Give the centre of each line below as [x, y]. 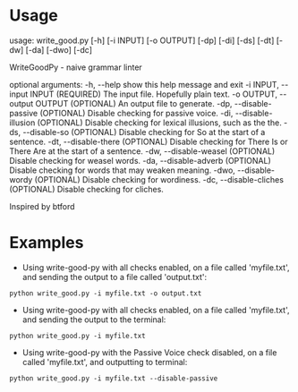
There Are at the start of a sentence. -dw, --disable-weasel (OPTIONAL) [142, 151]
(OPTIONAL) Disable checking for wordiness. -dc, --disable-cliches [159, 179]
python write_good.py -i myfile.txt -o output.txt [106, 293]
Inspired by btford [42, 206]
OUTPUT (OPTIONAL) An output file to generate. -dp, [134, 103]
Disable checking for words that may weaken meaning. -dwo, [122, 170]
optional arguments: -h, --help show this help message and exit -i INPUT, [144, 84]
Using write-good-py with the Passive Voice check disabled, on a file [149, 352]
